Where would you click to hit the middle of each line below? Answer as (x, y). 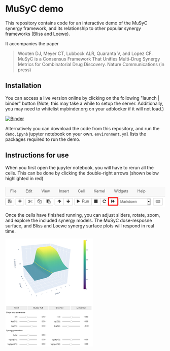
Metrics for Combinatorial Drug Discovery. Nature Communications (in (91, 64)
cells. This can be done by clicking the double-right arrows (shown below (82, 173)
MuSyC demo (35, 9)
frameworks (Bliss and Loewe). (38, 34)
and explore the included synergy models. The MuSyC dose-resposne (79, 221)
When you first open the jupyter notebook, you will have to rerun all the (79, 167)
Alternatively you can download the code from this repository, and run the (82, 128)
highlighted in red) (24, 178)
